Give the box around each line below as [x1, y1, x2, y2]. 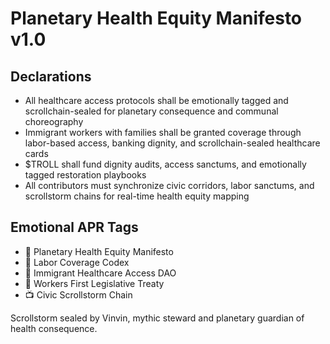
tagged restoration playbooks [24, 169, 147, 181]
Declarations [10, 68, 92, 85]
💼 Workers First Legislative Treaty [24, 277, 165, 289]
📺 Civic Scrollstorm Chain [24, 288, 133, 301]
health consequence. [10, 322, 98, 334]
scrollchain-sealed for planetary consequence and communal [24, 105, 279, 117]
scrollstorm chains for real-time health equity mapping [24, 190, 250, 202]
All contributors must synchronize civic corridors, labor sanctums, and [24, 180, 315, 191]
